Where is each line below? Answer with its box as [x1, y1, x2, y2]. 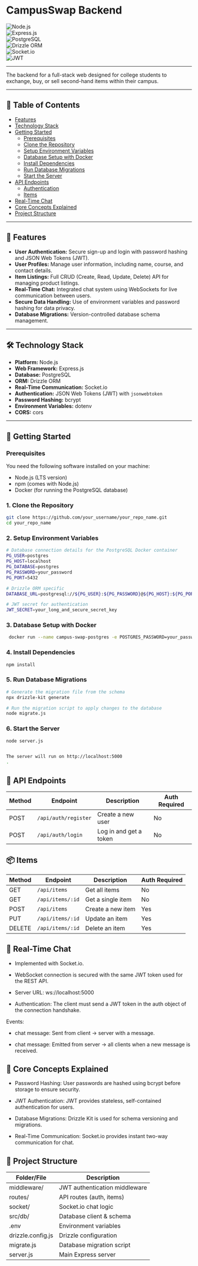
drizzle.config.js [9, 1231, 54, 1239]
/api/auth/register [37, 815, 92, 822]
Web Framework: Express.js [14, 365, 84, 372]
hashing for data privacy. [14, 304, 75, 311]
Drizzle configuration [58, 1231, 117, 1239]
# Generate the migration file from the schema [6, 689, 126, 695]
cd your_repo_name [6, 520, 51, 526]
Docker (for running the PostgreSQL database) [14, 487, 128, 494]
